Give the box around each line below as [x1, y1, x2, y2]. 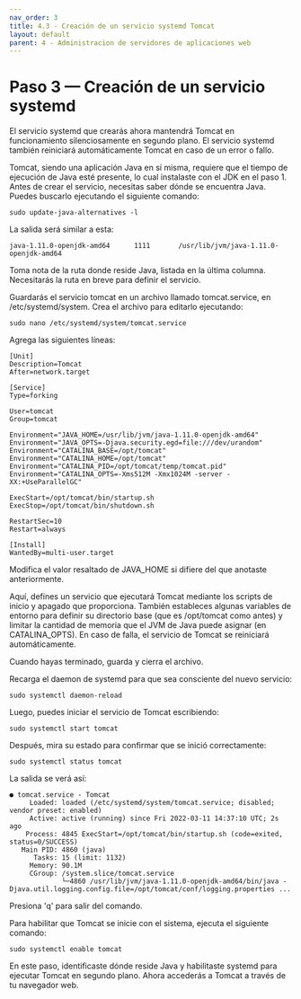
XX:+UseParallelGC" [9, 478, 83, 487]
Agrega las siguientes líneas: [9, 334, 116, 346]
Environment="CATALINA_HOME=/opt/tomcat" [9, 455, 167, 464]
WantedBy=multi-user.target [9, 549, 115, 558]
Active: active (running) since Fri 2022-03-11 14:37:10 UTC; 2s [29, 814, 279, 823]
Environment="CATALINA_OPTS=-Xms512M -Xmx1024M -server [9, 470, 223, 479]
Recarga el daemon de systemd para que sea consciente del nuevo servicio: [9, 674, 293, 685]
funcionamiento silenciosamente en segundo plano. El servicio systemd [9, 136, 275, 146]
